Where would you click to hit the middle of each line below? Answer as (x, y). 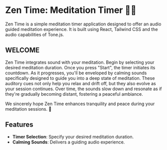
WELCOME (22, 50)
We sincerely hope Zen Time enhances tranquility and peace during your (80, 104)
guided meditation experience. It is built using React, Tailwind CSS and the (82, 29)
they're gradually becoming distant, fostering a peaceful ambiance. (74, 94)
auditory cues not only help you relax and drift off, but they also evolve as (81, 83)
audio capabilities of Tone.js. (35, 34)
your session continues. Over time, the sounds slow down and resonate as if (83, 89)
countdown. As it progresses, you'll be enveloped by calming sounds (76, 73)
